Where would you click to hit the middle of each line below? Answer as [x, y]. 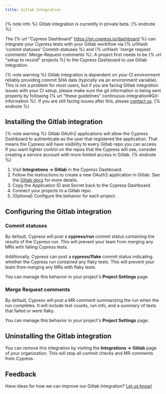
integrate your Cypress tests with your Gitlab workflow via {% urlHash [77, 44]
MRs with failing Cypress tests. [37, 247]
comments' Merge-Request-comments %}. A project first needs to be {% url [83, 55]
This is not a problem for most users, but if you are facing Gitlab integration [82, 85]
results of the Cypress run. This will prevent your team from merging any [79, 242]
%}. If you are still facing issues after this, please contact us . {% [95, 101]
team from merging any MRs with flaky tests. [51, 267]
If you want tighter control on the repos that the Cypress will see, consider [81, 150]
